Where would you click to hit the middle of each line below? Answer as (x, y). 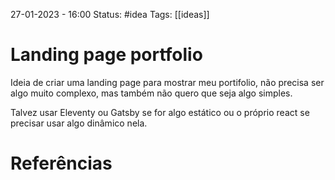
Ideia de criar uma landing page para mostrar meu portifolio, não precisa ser (167, 82)
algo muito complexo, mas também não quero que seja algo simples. (151, 93)
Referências (61, 163)
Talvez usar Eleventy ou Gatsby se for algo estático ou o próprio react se (160, 112)
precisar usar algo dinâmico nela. (79, 123)
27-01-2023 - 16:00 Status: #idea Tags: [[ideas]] (110, 14)
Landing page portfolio (106, 55)
